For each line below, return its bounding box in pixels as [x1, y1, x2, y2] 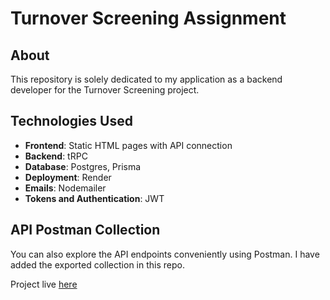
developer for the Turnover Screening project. [10, 84, 200, 96]
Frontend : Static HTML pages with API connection [24, 139, 233, 151]
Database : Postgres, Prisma [24, 160, 142, 172]
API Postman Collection [10, 222, 161, 239]
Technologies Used [10, 113, 133, 130]
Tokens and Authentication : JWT [24, 192, 165, 204]
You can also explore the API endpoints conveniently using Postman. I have [10, 248, 320, 260]
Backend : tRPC [24, 150, 88, 162]
